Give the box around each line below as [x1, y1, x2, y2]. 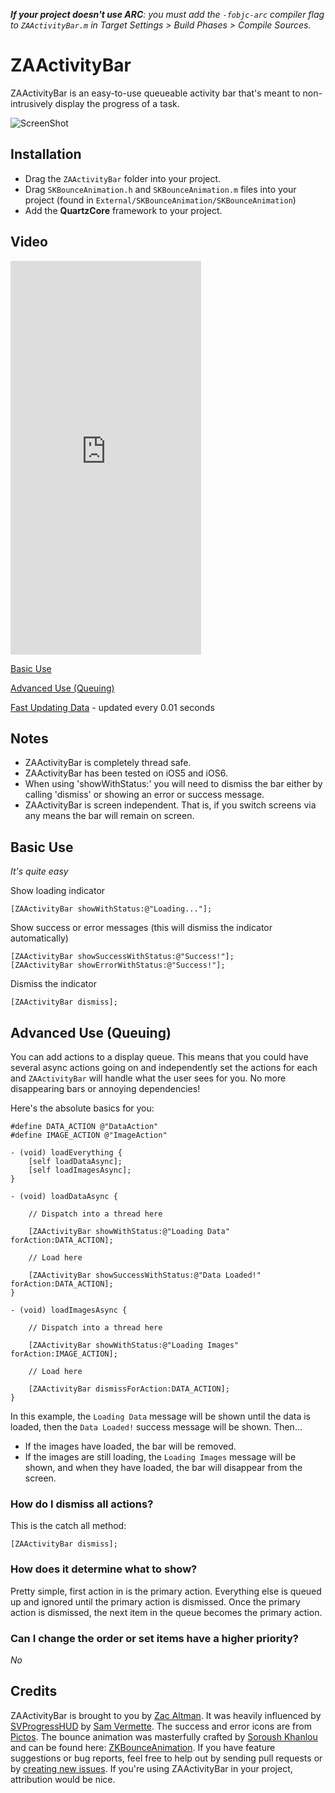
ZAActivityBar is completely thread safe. [24, 757, 192, 769]
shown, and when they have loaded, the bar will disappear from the [24, 1462, 303, 1473]
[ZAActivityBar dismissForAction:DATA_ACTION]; [28, 1384, 230, 1394]
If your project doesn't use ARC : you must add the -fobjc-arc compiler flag [10, 9, 325, 20]
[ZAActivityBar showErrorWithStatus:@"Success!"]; [10, 960, 226, 971]
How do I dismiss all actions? [10, 1497, 154, 1511]
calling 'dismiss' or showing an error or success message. [24, 789, 265, 801]
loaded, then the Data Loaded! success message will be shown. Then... [10, 1421, 303, 1433]
